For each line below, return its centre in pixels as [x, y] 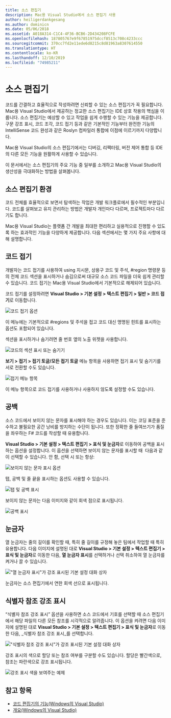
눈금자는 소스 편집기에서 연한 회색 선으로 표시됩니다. [57, 583]
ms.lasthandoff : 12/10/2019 [35, 58]
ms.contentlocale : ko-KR [32, 53]
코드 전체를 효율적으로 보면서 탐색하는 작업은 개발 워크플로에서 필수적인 [76, 202]
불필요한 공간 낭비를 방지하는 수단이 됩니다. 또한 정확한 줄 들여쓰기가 [87, 427]
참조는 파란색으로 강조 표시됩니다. [39, 662]
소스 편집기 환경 [29, 189]
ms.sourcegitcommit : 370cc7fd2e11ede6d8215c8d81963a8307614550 [74, 44]
